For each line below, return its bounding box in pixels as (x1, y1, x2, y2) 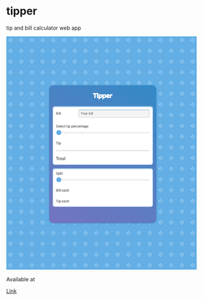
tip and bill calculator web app (6, 24, 82, 31)
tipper (6, 4, 37, 18)
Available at (6, 276, 35, 283)
